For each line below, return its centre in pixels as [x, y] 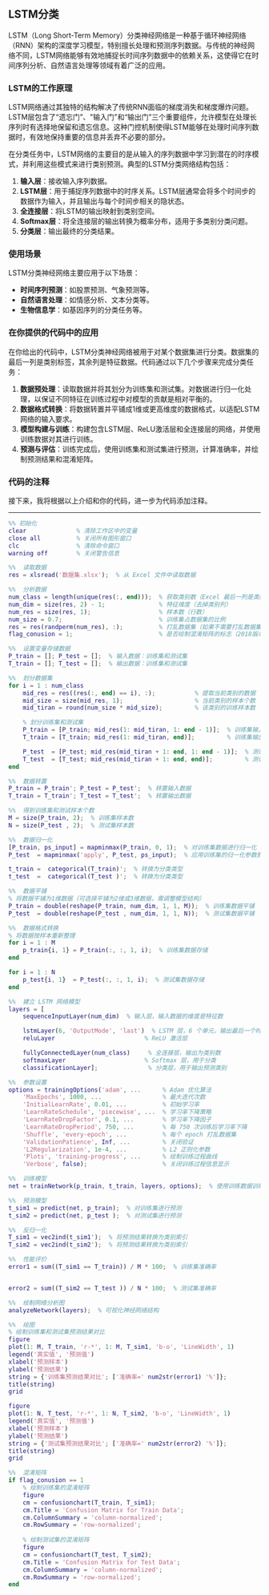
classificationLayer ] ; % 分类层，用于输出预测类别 [125, 1068]
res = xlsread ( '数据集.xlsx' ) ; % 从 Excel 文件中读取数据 [102, 575]
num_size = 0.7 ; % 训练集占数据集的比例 [117, 620]
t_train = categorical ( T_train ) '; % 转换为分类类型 [96, 869]
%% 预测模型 [28, 1201]
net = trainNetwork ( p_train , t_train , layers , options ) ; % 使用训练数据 [130, 1186]
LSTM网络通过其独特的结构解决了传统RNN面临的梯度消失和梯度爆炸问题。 [131, 107]
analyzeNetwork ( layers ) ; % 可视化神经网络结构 [84, 1310]
